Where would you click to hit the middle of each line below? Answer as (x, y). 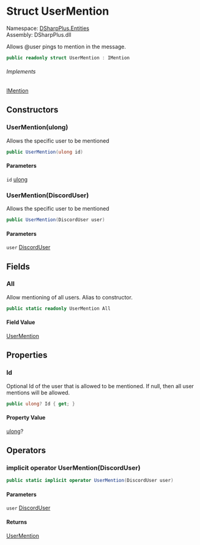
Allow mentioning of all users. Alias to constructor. (69, 297)
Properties (27, 355)
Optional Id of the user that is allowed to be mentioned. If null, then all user (100, 386)
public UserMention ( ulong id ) (45, 152)
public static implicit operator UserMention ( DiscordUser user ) (90, 481)
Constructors (32, 110)
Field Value (21, 322)
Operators (26, 450)
